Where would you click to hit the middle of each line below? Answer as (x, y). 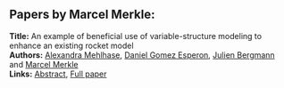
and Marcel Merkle (44, 64)
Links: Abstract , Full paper (58, 74)
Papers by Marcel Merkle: (82, 15)
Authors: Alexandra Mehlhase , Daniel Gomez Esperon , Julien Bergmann (142, 55)
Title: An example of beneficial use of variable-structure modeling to (135, 36)
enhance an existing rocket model (71, 45)
